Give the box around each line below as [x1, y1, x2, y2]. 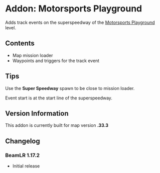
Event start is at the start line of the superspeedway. [5, 95, 113, 101]
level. [5, 24, 16, 30]
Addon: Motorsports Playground [5, 3, 142, 14]
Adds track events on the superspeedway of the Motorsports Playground [5, 19, 156, 25]
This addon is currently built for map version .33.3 [5, 122, 109, 128]
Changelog [5, 137, 40, 145]
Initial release [12, 163, 40, 169]
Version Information [5, 109, 69, 117]
